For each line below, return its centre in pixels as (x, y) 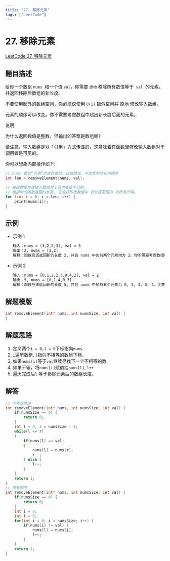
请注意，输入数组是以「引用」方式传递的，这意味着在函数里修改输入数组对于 (85, 147)
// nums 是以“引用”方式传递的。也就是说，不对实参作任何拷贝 (62, 174)
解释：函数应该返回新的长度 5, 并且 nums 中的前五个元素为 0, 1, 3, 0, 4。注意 (89, 285)
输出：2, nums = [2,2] (35, 251)
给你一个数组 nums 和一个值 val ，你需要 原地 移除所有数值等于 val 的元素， (84, 87)
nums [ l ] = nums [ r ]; (53, 450)
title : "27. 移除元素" (28, 10)
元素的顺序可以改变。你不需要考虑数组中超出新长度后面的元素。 (72, 115)
